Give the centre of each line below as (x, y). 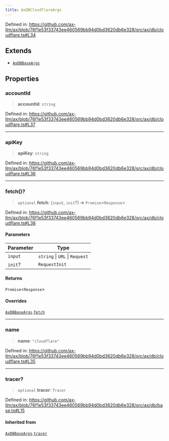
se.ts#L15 (15, 410)
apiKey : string (33, 153)
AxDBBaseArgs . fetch (25, 312)
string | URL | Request (63, 256)
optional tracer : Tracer (42, 390)
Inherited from (21, 422)
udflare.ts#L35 (21, 361)
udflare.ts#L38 (21, 223)
